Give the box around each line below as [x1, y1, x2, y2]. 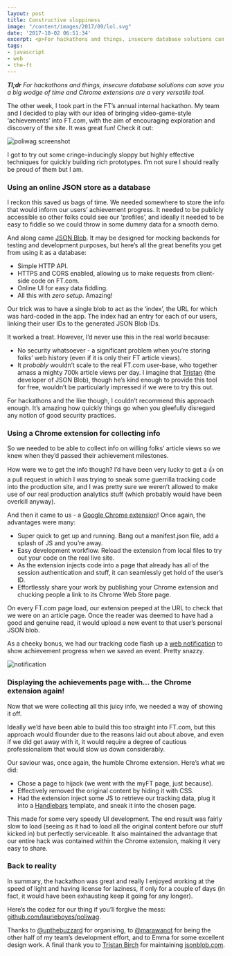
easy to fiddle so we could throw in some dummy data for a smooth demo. [7, 220, 220, 229]
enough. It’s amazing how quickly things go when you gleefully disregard [7, 403, 215, 412]
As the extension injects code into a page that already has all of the [17, 561, 210, 569]
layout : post [7, 10, 45, 17]
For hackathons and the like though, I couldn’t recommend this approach [7, 396, 215, 405]
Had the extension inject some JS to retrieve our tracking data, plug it [17, 794, 216, 802]
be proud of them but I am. [7, 165, 84, 173]
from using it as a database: [7, 248, 87, 256]
